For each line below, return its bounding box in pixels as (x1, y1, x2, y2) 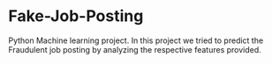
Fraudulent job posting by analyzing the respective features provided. (8, 44, 261, 54)
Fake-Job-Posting (8, 6, 144, 26)
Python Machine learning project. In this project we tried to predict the (8, 35, 264, 46)
